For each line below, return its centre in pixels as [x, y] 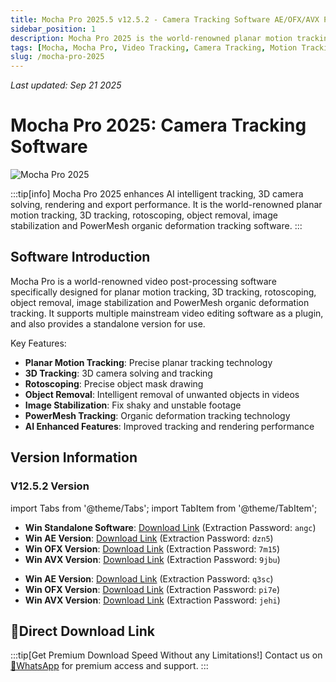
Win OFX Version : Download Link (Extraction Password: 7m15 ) [152, 548]
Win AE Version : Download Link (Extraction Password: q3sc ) [149, 578]
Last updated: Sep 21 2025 [66, 85]
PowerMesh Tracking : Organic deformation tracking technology [157, 415]
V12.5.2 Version [50, 486]
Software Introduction [80, 257]
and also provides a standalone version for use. [108, 323]
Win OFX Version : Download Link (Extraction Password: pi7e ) [152, 589]
